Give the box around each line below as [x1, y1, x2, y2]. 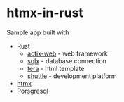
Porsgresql [16, 87, 48, 95]
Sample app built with [6, 28, 69, 37]
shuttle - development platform [27, 72, 117, 80]
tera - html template [27, 64, 85, 72]
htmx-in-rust [6, 5, 83, 21]
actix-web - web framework [27, 49, 108, 58]
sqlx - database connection [27, 56, 106, 65]
